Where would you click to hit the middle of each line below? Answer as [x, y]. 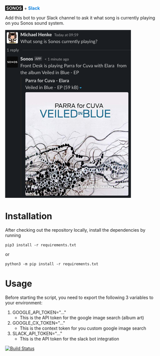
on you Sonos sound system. [35, 23]
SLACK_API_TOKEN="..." [37, 333]
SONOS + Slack [23, 8]
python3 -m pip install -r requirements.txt [52, 264]
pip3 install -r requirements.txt [41, 245]
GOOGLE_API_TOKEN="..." [39, 312]
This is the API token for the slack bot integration [69, 339]
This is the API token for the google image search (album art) [82, 317]
